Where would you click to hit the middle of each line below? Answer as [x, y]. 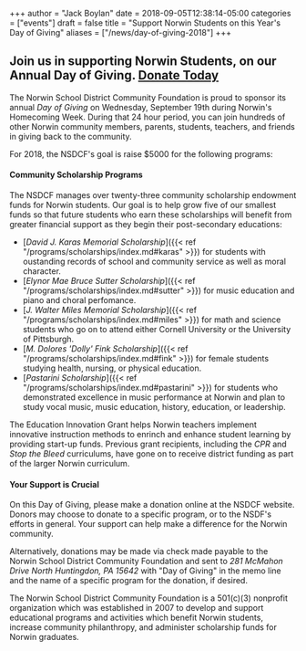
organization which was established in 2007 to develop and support [137, 608]
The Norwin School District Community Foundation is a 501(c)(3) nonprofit [149, 598]
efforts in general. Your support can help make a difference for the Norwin [148, 524]
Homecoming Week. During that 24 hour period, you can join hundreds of [148, 117]
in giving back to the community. [71, 136]
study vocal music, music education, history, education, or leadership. [154, 407]
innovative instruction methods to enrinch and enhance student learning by [150, 435]
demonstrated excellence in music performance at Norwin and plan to [153, 397]
